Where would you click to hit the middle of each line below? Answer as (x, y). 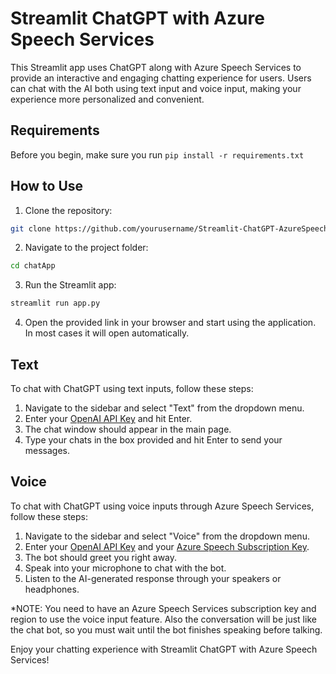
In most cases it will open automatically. (107, 333)
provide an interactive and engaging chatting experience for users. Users (161, 78)
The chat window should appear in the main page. (128, 429)
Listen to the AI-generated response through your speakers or (153, 578)
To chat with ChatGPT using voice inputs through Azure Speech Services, (162, 506)
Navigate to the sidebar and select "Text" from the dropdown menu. (164, 408)
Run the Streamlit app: (70, 285)
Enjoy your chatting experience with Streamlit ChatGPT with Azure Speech (164, 649)
